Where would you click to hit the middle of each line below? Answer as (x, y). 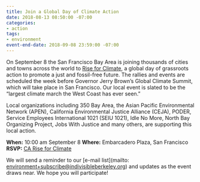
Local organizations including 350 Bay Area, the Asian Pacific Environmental (100, 105)
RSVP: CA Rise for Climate (39, 148)
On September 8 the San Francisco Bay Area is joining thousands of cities (97, 62)
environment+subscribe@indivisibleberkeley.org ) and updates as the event (99, 166)
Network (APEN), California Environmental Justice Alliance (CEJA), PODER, (99, 112)
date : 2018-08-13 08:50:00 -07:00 (49, 17)
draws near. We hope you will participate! (57, 172)
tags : (13, 34)
